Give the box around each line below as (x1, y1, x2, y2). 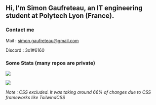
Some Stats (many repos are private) (5, 59, 95, 66)
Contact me (5, 27, 35, 34)
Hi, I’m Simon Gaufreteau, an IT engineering (5, 4, 143, 12)
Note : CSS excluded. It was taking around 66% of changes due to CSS (5, 89, 151, 95)
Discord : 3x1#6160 (5, 47, 45, 53)
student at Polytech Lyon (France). (5, 12, 115, 20)
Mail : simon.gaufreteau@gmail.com (5, 37, 79, 43)
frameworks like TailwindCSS (5, 94, 66, 100)
